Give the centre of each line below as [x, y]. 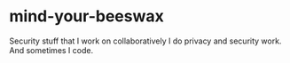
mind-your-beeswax [86, 16]
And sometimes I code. [51, 50]
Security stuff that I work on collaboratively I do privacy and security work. [145, 41]
